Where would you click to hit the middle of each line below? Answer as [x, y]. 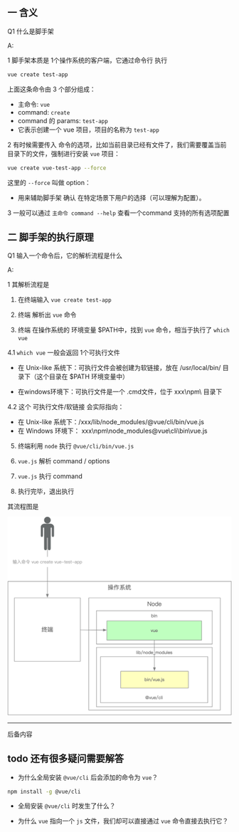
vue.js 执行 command [50, 476]
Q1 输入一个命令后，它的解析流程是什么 [65, 256]
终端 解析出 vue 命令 [47, 315]
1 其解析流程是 [28, 285]
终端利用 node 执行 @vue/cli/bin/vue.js [76, 446]
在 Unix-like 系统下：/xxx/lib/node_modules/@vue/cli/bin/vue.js [111, 422]
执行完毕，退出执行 [46, 491]
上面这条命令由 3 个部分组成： [52, 89]
